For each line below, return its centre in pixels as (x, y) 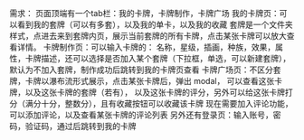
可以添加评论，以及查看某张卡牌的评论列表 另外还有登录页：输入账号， (141, 115)
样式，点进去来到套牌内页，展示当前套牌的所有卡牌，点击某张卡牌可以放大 (148, 36)
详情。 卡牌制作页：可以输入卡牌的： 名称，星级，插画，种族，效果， (146, 47)
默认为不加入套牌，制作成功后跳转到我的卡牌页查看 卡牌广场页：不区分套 (145, 70)
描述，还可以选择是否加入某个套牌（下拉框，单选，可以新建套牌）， (166, 58)
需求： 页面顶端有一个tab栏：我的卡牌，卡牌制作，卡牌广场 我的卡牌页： (144, 13)
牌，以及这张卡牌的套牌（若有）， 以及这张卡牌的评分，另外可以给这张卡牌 (147, 92)
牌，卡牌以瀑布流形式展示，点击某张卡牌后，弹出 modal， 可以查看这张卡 (146, 81)
